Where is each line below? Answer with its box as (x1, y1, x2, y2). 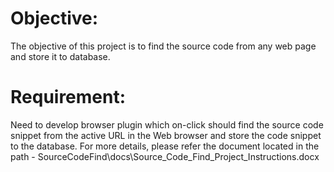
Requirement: (10, 86, 127, 109)
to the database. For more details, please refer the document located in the (10, 140, 320, 152)
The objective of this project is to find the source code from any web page (10, 40, 317, 52)
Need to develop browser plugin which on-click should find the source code (10, 118, 324, 131)
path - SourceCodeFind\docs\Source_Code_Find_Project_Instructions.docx (10, 150, 320, 162)
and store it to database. (10, 50, 111, 62)
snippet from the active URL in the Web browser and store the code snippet (10, 129, 322, 141)
